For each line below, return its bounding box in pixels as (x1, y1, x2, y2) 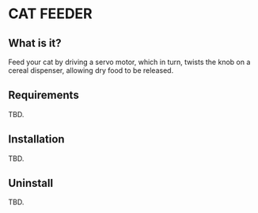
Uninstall (8, 177, 54, 190)
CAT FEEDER (8, 5, 93, 23)
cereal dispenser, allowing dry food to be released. (8, 66, 174, 75)
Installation (8, 132, 65, 146)
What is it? (8, 36, 62, 50)
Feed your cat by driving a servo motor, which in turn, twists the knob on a (8, 57, 251, 67)
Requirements (8, 89, 79, 102)
